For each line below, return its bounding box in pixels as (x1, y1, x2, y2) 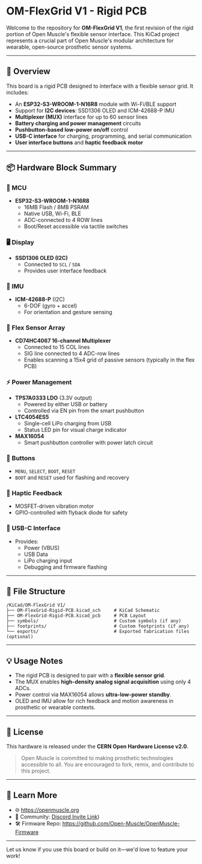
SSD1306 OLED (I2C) (14, 254, 68, 261)
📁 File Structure (6, 586, 66, 596)
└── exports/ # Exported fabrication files (6, 629, 189, 635)
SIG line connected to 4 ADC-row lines (23, 350, 120, 357)
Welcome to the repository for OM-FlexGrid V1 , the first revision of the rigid (6, 24, 194, 31)
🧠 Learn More (6, 790, 58, 801)
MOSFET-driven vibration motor (14, 502, 94, 510)
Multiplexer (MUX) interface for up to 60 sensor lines (14, 113, 148, 120)
